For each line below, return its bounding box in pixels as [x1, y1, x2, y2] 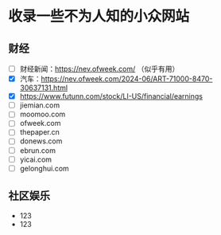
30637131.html [19, 83, 68, 92]
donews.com [19, 136, 63, 146]
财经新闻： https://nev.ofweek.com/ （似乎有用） [19, 65, 180, 73]
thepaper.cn [19, 127, 60, 137]
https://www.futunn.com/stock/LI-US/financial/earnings [19, 92, 204, 101]
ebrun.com [19, 145, 56, 155]
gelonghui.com [19, 163, 69, 173]
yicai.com [19, 155, 52, 164]
